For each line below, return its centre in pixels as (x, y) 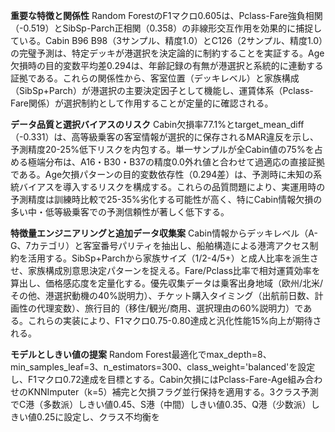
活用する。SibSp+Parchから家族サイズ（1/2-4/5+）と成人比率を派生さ (173, 258)
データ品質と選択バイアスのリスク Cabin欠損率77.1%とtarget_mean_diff (157, 124)
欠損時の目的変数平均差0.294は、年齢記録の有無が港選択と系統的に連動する (167, 65)
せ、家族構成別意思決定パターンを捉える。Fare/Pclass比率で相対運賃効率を (165, 270)
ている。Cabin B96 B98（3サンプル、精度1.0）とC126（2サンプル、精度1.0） (167, 40)
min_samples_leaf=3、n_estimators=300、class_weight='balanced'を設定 (163, 367)
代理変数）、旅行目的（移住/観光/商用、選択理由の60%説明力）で (170, 308)
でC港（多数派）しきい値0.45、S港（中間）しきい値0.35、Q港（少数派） (161, 404)
